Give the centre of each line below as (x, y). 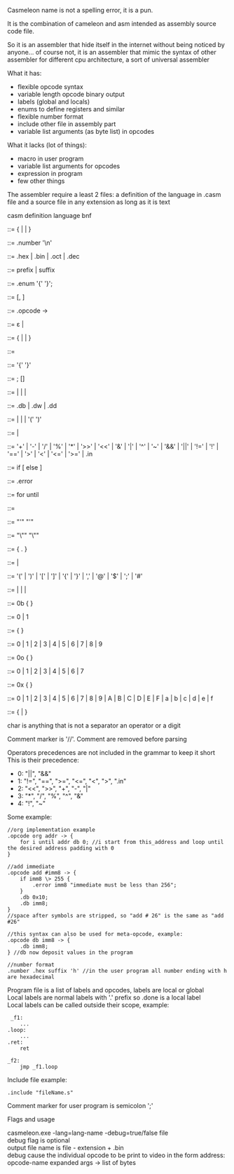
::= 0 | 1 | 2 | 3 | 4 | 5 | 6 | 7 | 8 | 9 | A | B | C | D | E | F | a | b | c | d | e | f (110, 698)
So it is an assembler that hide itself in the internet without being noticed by (116, 45)
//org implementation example (51, 830)
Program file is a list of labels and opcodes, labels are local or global (106, 990)
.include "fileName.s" (40, 1093)
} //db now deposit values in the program (70, 953)
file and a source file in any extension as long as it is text (89, 202)
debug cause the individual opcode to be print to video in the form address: (116, 1155)
